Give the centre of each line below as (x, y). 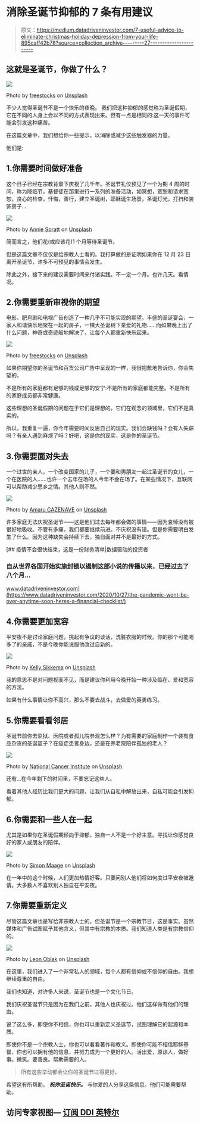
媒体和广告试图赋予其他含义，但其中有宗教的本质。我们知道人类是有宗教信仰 (100, 928)
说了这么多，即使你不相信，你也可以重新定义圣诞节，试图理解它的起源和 (95, 1024)
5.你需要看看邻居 (37, 720)
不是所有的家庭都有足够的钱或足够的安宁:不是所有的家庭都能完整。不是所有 (98, 388)
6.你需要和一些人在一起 (49, 819)
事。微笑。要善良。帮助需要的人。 (48, 1059)
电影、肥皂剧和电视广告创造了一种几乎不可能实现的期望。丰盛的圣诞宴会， (97, 318)
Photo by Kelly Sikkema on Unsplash (51, 667)
